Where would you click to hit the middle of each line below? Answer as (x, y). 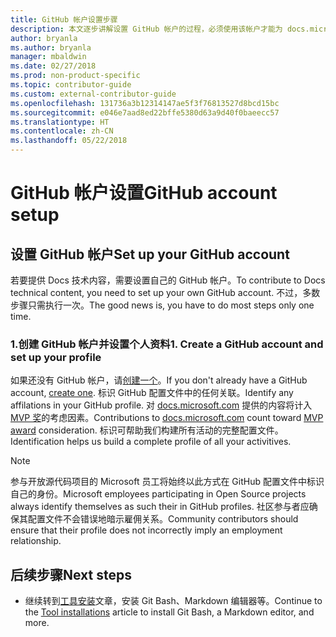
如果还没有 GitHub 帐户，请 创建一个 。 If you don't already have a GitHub (159, 380)
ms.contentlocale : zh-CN (62, 131)
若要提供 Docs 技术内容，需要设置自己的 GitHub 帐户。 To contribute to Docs (168, 280)
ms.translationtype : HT (60, 122)
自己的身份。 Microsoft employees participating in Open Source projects (158, 494)
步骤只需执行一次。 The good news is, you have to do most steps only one (162, 305)
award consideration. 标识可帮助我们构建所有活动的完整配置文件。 (147, 430)
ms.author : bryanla (51, 47)
